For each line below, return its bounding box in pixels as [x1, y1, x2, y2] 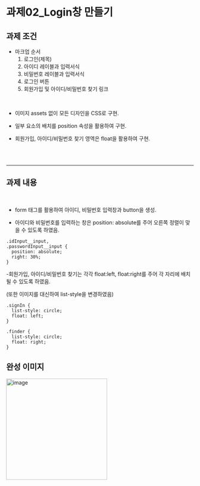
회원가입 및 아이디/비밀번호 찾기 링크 [23, 85, 109, 93]
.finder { [6, 328, 31, 334]
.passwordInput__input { [6, 243, 68, 250]
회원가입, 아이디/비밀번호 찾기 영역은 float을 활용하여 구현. [14, 135, 151, 142]
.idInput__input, [6, 238, 49, 244]
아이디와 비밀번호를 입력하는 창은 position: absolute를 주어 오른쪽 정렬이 [14, 219, 185, 226]
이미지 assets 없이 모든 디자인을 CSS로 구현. [14, 110, 119, 116]
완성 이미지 [6, 362, 45, 372]
